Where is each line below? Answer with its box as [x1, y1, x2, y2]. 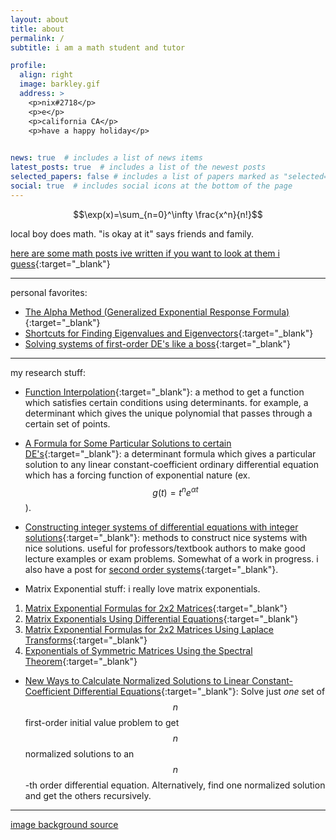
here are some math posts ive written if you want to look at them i [10, 247, 280, 259]
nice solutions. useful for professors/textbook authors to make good [24, 542, 306, 555]
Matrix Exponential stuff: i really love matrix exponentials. [24, 583, 261, 595]
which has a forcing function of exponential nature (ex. [24, 469, 251, 481]
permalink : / [10, 33, 65, 43]
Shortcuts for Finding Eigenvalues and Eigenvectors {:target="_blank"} [24, 327, 314, 339]
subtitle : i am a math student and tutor [10, 42, 186, 53]
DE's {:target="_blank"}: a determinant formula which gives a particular [24, 447, 317, 460]
